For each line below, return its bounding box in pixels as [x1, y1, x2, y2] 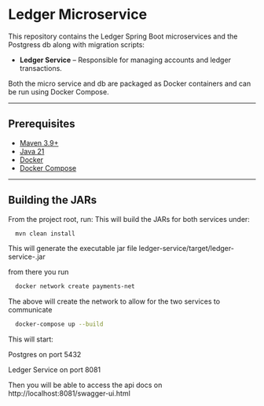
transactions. [19, 63, 63, 72]
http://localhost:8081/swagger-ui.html [8, 389, 131, 398]
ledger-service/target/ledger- [138, 244, 234, 253]
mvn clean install [15, 230, 76, 238]
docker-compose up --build [15, 320, 104, 328]
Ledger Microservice [8, 6, 148, 24]
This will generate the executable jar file [8, 244, 137, 253]
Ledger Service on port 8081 [8, 365, 101, 375]
